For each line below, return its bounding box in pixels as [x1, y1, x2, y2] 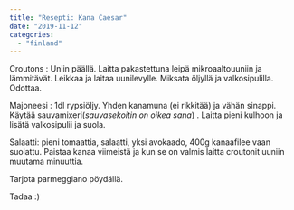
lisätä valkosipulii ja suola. [9, 119, 106, 130]
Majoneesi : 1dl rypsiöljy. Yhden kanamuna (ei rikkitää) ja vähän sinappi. [9, 100, 277, 111]
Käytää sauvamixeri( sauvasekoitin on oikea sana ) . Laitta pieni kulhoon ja [9, 110, 283, 120]
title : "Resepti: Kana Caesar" [9, 13, 128, 23]
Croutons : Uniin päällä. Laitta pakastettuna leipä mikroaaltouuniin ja [9, 63, 262, 74]
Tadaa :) [9, 191, 41, 202]
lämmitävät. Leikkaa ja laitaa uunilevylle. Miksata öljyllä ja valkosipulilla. [9, 73, 274, 84]
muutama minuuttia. [9, 156, 84, 167]
